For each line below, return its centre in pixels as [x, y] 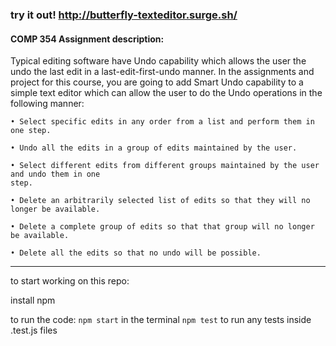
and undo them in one [55, 174]
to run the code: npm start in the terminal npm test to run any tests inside [161, 320]
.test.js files [34, 330]
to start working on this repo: [70, 281]
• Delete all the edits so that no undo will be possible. [136, 253]
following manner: [47, 104]
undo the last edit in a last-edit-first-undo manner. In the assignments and [162, 72]
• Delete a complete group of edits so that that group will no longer [162, 227]
